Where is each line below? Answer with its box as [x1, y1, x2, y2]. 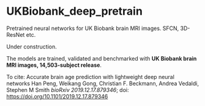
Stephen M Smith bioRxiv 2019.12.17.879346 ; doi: [6, 86, 129, 93]
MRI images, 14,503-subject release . [6, 61, 102, 69]
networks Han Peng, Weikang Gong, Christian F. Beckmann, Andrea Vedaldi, [6, 80, 199, 87]
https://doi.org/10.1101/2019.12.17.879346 [6, 93, 108, 100]
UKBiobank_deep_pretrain [6, 4, 143, 18]
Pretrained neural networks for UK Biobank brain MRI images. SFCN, [6, 25, 179, 32]
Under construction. [6, 43, 57, 50]
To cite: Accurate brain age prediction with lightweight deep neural [6, 73, 174, 80]
